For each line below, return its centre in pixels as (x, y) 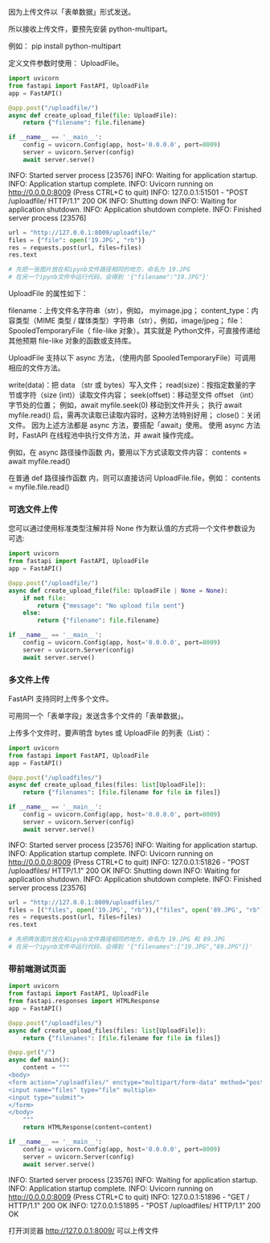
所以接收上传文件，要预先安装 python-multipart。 (90, 29)
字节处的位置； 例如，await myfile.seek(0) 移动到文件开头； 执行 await (125, 405)
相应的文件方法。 (37, 368)
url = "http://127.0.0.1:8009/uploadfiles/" (84, 902)
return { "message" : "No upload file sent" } (111, 606)
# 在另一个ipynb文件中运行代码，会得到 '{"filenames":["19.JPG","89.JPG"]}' (131, 947)
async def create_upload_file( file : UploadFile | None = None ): (118, 591)
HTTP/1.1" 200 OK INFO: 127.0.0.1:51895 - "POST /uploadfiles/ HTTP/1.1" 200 (135, 1205)
